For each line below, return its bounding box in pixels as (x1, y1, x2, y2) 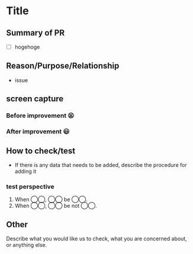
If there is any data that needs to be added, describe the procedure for (14, 161, 188, 168)
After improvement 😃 (6, 127, 70, 136)
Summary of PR (6, 28, 65, 38)
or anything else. (6, 242, 47, 249)
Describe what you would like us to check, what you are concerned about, (6, 235, 188, 242)
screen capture (6, 94, 64, 104)
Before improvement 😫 (6, 111, 75, 120)
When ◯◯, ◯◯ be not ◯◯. (14, 202, 97, 210)
